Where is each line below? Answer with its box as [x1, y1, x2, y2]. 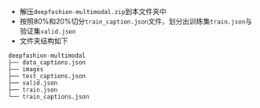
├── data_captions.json [8, 59, 86, 67]
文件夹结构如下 [19, 36, 68, 45]
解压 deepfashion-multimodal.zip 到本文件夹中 [19, 7, 167, 16]
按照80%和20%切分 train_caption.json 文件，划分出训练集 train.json [19, 16, 246, 26]
